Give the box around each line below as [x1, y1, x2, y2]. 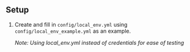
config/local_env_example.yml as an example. [14, 27, 131, 34]
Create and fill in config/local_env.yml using [14, 21, 128, 28]
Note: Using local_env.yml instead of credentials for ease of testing [14, 39, 185, 46]
